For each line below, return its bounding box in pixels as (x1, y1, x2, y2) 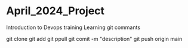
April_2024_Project (6, 4, 105, 18)
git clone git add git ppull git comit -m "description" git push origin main (6, 35, 183, 42)
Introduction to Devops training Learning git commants (6, 24, 141, 31)
